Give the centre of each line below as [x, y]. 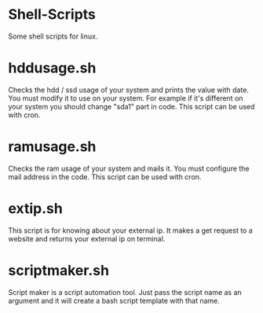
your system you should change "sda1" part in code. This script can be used [131, 106]
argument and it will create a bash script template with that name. [114, 300]
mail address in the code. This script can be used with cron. [105, 177]
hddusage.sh [52, 68]
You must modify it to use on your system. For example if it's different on [126, 98]
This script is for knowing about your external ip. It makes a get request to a [130, 230]
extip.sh [35, 208]
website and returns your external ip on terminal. [87, 238]
